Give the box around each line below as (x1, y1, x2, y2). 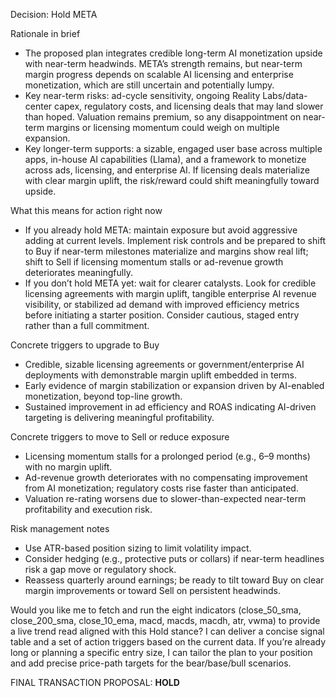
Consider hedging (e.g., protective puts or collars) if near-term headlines (24, 553, 325, 564)
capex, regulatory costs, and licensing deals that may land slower (54, 100, 324, 112)
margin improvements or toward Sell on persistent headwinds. (24, 585, 281, 596)
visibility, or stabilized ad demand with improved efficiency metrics (24, 299, 300, 310)
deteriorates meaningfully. (24, 267, 133, 278)
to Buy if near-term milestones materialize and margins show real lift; (24, 245, 309, 257)
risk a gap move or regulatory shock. (24, 564, 177, 575)
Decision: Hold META (10, 9, 98, 20)
